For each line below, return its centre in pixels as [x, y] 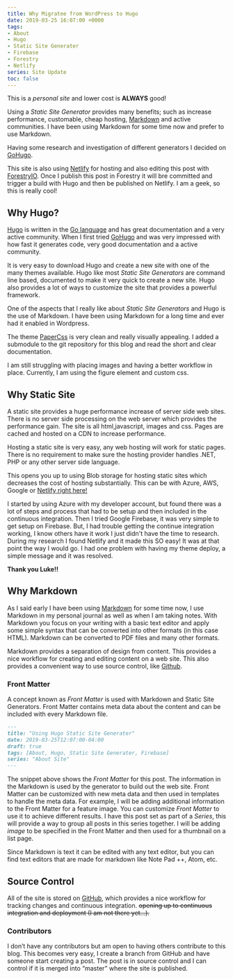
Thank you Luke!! [33, 569]
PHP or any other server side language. [64, 462]
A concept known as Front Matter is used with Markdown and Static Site [111, 699]
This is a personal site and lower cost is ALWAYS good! [87, 98]
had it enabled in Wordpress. [48, 323]
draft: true [24, 746]
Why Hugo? [33, 212]
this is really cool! [32, 191]
